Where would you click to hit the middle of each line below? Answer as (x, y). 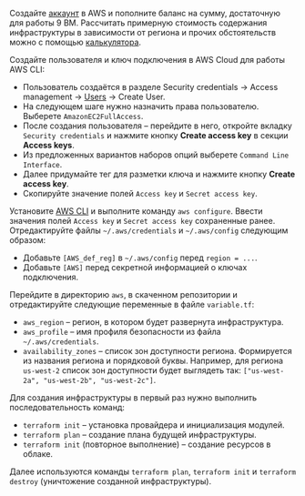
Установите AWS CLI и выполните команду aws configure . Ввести (136, 211)
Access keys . (48, 145)
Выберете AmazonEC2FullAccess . (83, 116)
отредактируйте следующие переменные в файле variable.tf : (132, 304)
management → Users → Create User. (94, 96)
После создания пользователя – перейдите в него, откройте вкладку (158, 126)
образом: (28, 240)
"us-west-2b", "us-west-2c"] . (100, 380)
